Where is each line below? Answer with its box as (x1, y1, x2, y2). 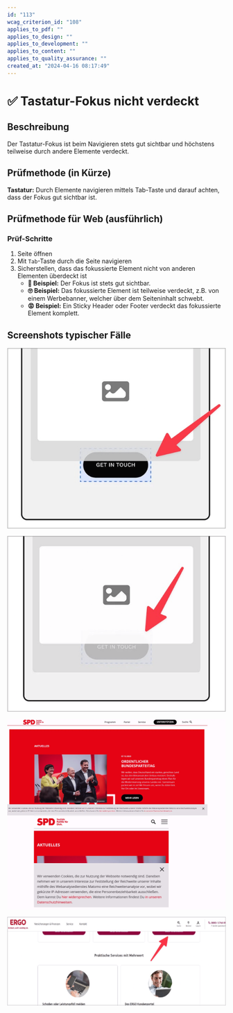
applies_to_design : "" (7, 33, 73, 40)
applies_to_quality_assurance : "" (7, 56, 107, 62)
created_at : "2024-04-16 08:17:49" (7, 62, 110, 69)
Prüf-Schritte (7, 233, 53, 243)
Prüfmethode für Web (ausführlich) (7, 212, 164, 225)
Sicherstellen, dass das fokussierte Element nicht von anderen (17, 265, 196, 273)
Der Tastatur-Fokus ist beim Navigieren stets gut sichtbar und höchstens (7, 140, 215, 148)
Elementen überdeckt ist (17, 271, 87, 281)
